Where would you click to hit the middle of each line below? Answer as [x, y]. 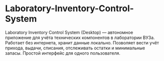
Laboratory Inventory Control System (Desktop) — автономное [69, 32]
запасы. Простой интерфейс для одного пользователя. [63, 53]
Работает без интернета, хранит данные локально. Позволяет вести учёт [82, 42]
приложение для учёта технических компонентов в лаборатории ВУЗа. [80, 38]
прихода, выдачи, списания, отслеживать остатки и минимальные [75, 48]
